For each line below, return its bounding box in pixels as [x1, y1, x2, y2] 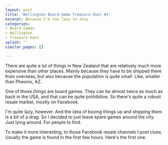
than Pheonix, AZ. [5, 78, 42, 84]
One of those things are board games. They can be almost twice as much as [5, 88, 163, 94]
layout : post [5, 7, 33, 12]
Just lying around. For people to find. [5, 119, 82, 125]
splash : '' [5, 40, 28, 45]
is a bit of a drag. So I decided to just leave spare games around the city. [5, 113, 155, 120]
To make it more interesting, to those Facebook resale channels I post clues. [5, 128, 162, 135]
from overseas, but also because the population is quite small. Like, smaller [5, 73, 160, 79]
